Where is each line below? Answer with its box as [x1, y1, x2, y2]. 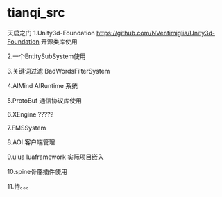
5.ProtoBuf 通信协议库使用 [7, 96, 82, 105]
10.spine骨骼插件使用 [7, 167, 67, 175]
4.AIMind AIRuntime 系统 [7, 81, 78, 89]
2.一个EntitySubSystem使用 [7, 52, 86, 60]
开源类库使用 [40, 37, 78, 46]
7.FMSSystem [7, 123, 46, 132]
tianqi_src [7, 5, 65, 21]
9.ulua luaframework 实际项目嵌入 [7, 153, 104, 161]
